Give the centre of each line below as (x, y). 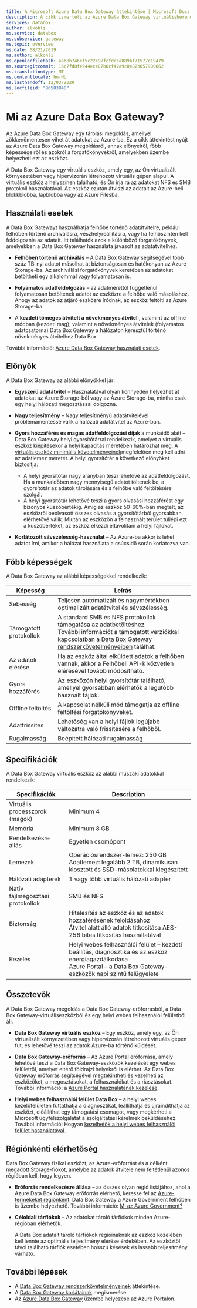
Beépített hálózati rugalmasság (100, 739)
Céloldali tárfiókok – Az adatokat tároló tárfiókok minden (83, 1217)
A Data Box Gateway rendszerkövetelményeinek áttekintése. (87, 1286)
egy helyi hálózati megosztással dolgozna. (66, 404)
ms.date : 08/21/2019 (31, 50)
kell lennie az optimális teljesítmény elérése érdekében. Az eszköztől (97, 1241)
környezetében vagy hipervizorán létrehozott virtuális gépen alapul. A (90, 176)
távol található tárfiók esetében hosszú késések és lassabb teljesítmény (101, 1247)
